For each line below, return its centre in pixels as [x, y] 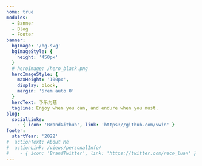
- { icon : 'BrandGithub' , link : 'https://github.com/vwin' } [96, 125]
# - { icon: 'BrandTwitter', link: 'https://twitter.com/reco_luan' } [102, 153]
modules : [17, 18]
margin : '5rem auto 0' [46, 91]
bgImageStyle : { [32, 52]
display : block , [38, 86]
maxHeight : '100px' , [43, 80]
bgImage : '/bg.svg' [36, 46]
